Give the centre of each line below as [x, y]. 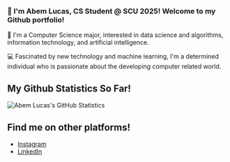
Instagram [32, 144]
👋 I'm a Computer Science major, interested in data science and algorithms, [115, 35]
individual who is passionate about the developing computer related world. [114, 66]
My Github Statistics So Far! [69, 88]
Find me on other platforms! [69, 127]
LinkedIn [30, 151]
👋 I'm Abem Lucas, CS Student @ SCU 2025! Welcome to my [112, 11]
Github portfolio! [36, 20]
